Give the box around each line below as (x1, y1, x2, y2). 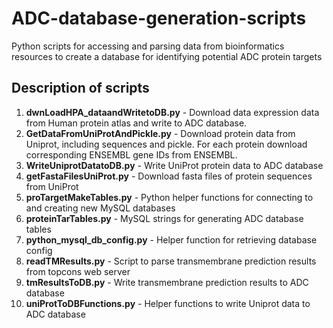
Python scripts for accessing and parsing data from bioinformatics (11, 40, 285, 52)
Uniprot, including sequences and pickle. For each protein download (25, 138, 308, 150)
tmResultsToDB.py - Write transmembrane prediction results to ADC (25, 276, 309, 288)
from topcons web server (25, 265, 131, 277)
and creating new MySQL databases (25, 202, 176, 214)
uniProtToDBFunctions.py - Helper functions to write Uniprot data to (25, 297, 311, 309)
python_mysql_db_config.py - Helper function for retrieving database (25, 233, 318, 246)
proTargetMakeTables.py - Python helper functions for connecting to (25, 191, 314, 203)
